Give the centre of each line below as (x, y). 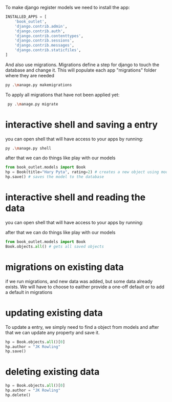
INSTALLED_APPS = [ (26, 17)
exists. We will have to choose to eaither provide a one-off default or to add (85, 287)
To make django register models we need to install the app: (68, 7)
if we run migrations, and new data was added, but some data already (79, 281)
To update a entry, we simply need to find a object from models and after (82, 327)
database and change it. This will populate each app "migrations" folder (81, 70)
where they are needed (30, 75)
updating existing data (54, 313)
